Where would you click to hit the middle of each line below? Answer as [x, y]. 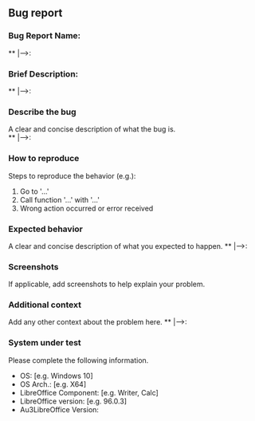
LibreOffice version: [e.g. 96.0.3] [73, 401]
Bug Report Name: [45, 36]
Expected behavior [46, 229]
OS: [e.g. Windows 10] [56, 376]
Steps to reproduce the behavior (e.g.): [72, 175]
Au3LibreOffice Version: [59, 409]
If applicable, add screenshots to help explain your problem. [107, 284]
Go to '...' [34, 191]
